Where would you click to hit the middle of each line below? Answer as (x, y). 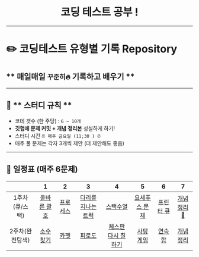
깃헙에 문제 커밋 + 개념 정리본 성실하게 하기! (65, 128)
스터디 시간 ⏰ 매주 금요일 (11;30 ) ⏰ (58, 136)
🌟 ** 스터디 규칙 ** (39, 106)
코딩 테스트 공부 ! (99, 12)
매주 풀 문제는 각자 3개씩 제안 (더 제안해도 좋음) (69, 143)
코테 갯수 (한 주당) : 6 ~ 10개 (48, 121)
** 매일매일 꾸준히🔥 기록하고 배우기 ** (70, 76)
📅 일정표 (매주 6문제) (42, 169)
